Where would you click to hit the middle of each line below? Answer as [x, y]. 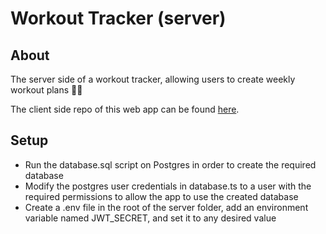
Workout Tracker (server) [118, 18]
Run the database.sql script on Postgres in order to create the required [170, 164]
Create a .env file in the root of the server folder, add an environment [166, 207]
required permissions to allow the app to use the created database [161, 196]
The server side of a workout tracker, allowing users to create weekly [153, 79]
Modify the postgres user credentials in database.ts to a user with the [168, 186]
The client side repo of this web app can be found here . [125, 109]
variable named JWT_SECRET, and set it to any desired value [150, 218]
